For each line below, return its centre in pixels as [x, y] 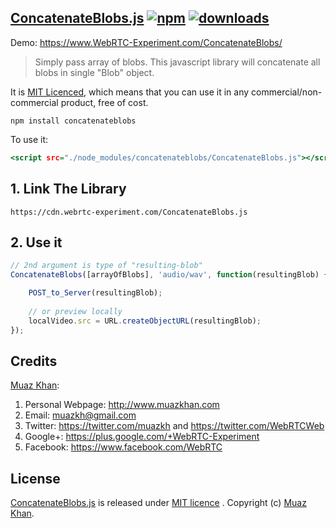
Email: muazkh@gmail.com [80, 415]
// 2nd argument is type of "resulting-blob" [106, 266]
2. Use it [36, 242]
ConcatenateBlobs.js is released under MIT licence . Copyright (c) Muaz [158, 503]
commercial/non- [287, 92]
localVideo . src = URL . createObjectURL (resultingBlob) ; [145, 321]
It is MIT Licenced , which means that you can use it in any [130, 92]
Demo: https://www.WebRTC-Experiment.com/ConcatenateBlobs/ [146, 42]
